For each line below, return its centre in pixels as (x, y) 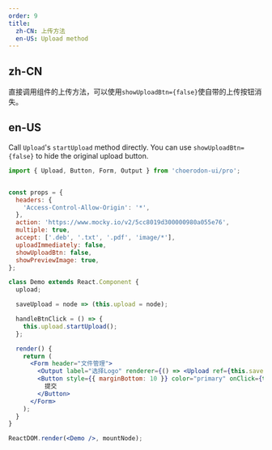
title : (19, 23)
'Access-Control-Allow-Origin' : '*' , (87, 207)
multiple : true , (43, 230)
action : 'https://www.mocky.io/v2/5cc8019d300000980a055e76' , (123, 223)
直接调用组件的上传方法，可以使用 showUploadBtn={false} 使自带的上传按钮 (132, 92)
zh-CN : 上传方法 (41, 31)
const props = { (36, 192)
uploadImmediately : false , (61, 245)
